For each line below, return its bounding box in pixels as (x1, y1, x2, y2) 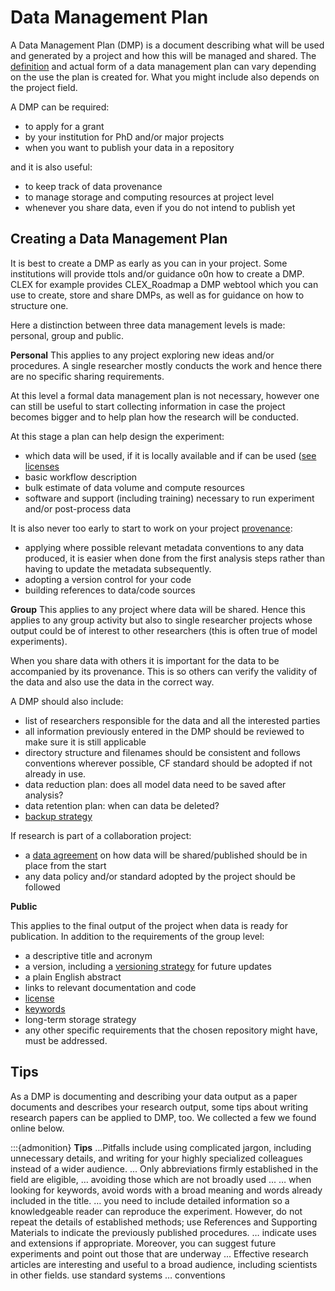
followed (24, 881, 61, 893)
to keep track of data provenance (24, 180, 163, 192)
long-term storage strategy (24, 1013, 137, 1025)
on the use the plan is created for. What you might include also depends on (10, 71, 320, 83)
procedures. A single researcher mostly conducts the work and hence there (10, 359, 323, 371)
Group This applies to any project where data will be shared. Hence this (10, 603, 306, 615)
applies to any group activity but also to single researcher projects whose (10, 614, 313, 626)
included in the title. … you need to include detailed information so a (10, 1194, 290, 1206)
